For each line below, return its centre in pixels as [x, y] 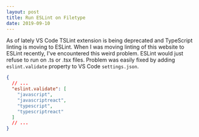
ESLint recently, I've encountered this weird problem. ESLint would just [95, 54]
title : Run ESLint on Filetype [46, 18]
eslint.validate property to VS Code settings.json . [72, 66]
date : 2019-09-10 [28, 23]
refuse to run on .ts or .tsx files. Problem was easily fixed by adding [91, 60]
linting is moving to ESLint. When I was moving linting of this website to [95, 47]
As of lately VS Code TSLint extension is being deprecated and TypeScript [100, 41]
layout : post [23, 12]
